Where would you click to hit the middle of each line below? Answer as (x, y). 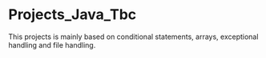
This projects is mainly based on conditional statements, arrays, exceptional (133, 37)
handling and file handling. (52, 44)
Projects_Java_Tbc (73, 15)
